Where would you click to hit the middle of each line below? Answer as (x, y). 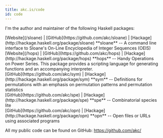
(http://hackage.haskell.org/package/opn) (47, 115)
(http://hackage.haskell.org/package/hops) (48, 58)
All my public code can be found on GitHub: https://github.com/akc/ (73, 130)
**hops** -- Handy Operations (123, 58)
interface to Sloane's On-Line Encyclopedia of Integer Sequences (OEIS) (78, 48)
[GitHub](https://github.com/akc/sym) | (44, 74)
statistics (14, 90)
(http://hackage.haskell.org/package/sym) (48, 79)
